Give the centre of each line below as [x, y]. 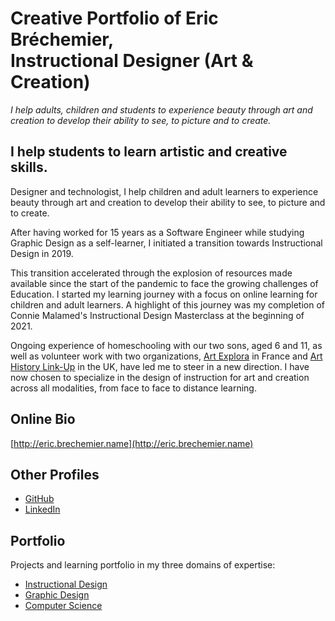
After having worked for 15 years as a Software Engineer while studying [157, 232]
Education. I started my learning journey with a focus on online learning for [164, 294]
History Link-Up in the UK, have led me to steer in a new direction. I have [160, 366]
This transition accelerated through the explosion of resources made [151, 273]
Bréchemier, [62, 39]
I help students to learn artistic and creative [149, 152]
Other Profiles [55, 474]
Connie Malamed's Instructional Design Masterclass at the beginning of [157, 315]
